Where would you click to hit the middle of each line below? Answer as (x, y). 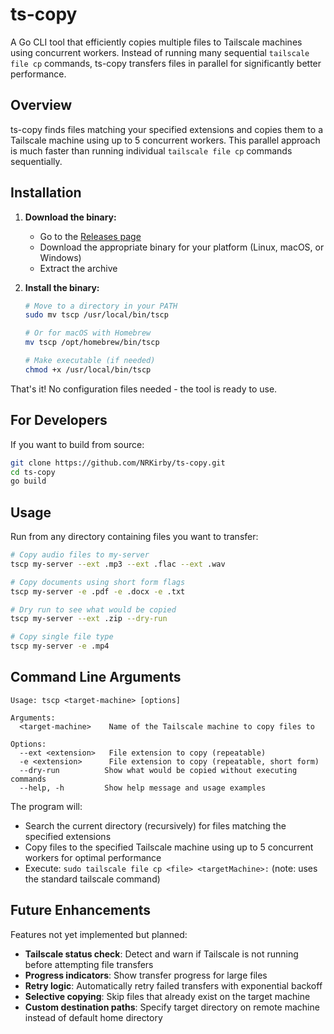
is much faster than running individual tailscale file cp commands (151, 150)
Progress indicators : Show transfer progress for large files (146, 975)
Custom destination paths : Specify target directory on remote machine (172, 1007)
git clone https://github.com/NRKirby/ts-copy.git (118, 463)
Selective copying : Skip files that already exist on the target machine (167, 996)
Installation (46, 193)
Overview (41, 105)
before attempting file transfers (89, 964)
